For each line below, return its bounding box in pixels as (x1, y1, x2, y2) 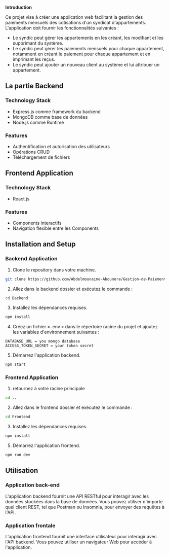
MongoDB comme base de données (12, 114, 88, 120)
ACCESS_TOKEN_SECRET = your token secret (5, 343, 94, 349)
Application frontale (5, 522, 56, 529)
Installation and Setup (5, 240, 76, 249)
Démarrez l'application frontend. (12, 442, 80, 448)
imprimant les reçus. (12, 56, 56, 62)
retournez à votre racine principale (12, 386, 85, 392)
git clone (5, 276, 26, 282)
